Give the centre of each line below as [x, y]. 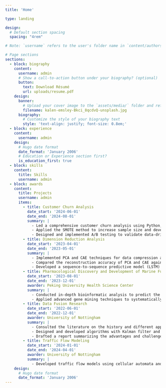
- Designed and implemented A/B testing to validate [87, 235]
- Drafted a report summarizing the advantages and [86, 336]
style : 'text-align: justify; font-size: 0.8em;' [75, 124]
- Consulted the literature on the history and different [92, 327]
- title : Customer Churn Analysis [58, 207]
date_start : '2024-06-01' [54, 211]
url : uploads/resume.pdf [48, 92]
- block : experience [31, 129]
